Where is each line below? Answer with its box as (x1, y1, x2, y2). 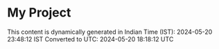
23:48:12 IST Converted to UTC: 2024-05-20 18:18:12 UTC (7, 35, 174, 43)
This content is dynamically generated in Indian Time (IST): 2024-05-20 (7, 28, 213, 36)
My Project (7, 5, 71, 21)
